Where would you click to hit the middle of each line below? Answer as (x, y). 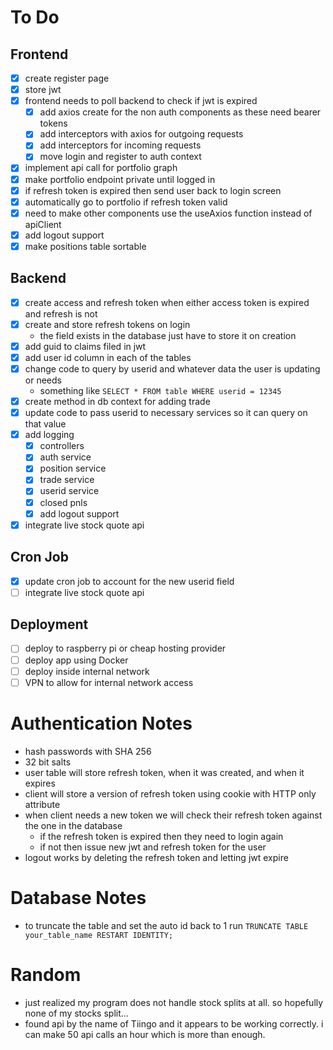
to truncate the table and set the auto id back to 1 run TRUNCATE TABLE (166, 925)
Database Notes (78, 897)
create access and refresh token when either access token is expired (167, 302)
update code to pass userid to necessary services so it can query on (166, 413)
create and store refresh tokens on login (107, 324)
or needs (43, 380)
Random (46, 974)
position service (73, 468)
